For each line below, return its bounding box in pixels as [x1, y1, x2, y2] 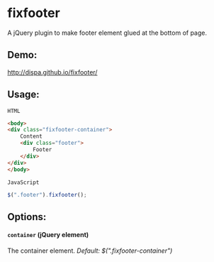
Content [20, 133, 43, 140]
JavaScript [7, 179, 40, 186]
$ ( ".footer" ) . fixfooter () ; [7, 191, 87, 198]
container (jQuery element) [7, 231, 89, 239]
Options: [7, 211, 47, 223]
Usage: [7, 89, 40, 101]
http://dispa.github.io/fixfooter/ [7, 67, 98, 76]
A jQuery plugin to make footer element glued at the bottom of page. [7, 28, 208, 37]
